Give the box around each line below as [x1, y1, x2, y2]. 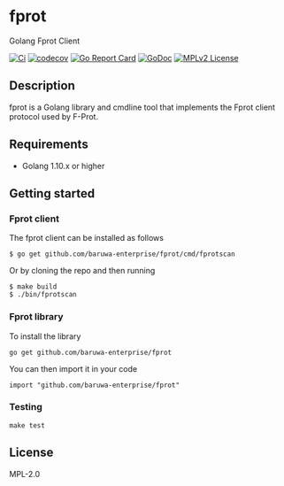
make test [9, 420, 46, 430]
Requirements [9, 137, 88, 152]
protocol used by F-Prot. [9, 111, 99, 121]
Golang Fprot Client [9, 35, 81, 46]
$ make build [9, 282, 58, 291]
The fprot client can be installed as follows [9, 233, 164, 243]
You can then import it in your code [9, 363, 138, 374]
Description [9, 78, 75, 94]
